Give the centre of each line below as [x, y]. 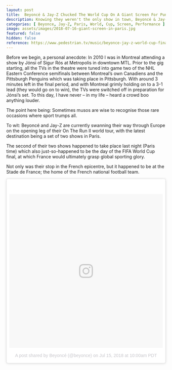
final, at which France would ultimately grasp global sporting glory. [76, 156]
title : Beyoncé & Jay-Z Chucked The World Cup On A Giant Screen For [82, 15]
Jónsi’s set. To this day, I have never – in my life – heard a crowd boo [78, 95]
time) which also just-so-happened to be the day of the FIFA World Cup [81, 151]
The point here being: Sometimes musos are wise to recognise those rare [83, 110]
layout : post [20, 10]
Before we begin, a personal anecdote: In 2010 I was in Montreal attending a [85, 57]
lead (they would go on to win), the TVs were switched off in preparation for [85, 90]
